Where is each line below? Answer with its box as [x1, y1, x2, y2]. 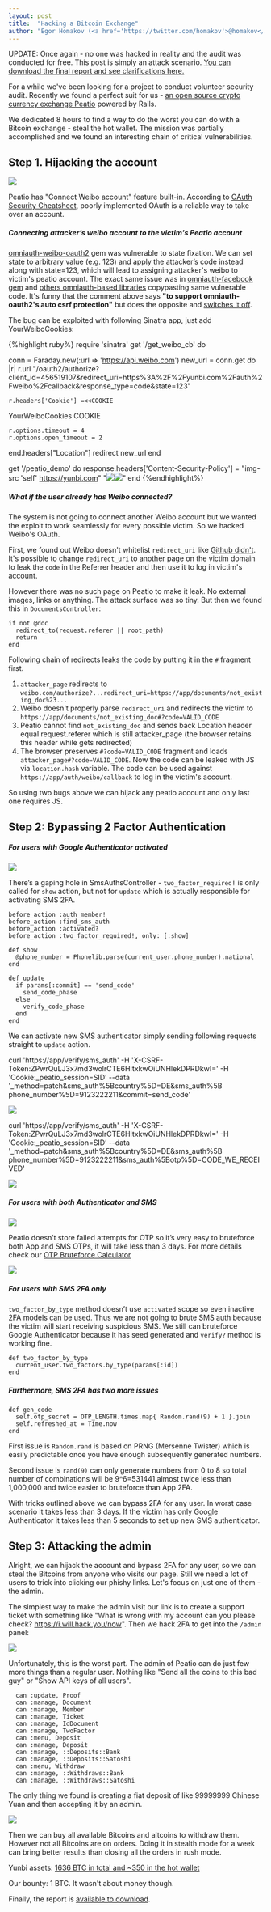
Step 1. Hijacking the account [8, 155, 158, 169]
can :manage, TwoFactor [15, 1727, 95, 1736]
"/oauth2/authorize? [32, 364, 99, 374]
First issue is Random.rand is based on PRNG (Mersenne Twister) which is [8, 1441, 250, 1451]
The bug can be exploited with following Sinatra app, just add [8, 316, 212, 325]
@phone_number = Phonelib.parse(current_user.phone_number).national [15, 953, 254, 961]
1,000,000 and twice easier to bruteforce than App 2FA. [8, 1482, 194, 1493]
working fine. [8, 1338, 52, 1348]
